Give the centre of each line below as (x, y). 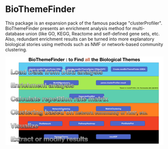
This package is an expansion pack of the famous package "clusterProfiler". (84, 23)
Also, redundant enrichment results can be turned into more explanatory (80, 39)
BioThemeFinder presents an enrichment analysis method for (68, 28)
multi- (138, 28)
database (15, 33)
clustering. (16, 49)
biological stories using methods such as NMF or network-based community (84, 44)
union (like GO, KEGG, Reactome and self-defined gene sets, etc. (93, 33)
